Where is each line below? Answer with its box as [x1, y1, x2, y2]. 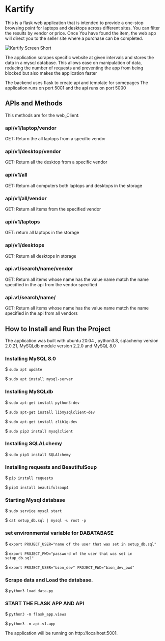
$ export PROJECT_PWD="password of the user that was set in [5, 550, 133, 556]
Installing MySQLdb [5, 388, 53, 395]
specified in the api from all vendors [5, 310, 78, 316]
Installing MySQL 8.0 [5, 355, 56, 362]
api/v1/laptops [5, 218, 40, 225]
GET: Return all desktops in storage [5, 253, 77, 259]
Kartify [5, 3, 34, 15]
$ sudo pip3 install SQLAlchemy [5, 451, 71, 457]
